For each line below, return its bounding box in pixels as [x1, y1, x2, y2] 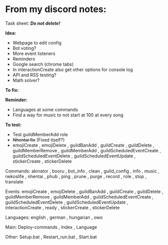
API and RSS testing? [12, 72, 57, 78]
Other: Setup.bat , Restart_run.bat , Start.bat [5, 233, 97, 240]
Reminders [12, 55, 35, 62]
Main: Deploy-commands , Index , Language [5, 224, 97, 230]
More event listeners [12, 50, 55, 56]
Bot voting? [12, 45, 36, 51]
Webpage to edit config [12, 39, 62, 46]
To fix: [5, 87, 19, 93]
